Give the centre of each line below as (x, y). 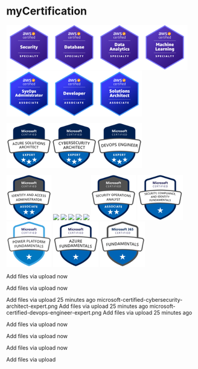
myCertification (47, 11)
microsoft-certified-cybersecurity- (140, 299)
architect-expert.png (32, 306)
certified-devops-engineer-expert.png (54, 312)
